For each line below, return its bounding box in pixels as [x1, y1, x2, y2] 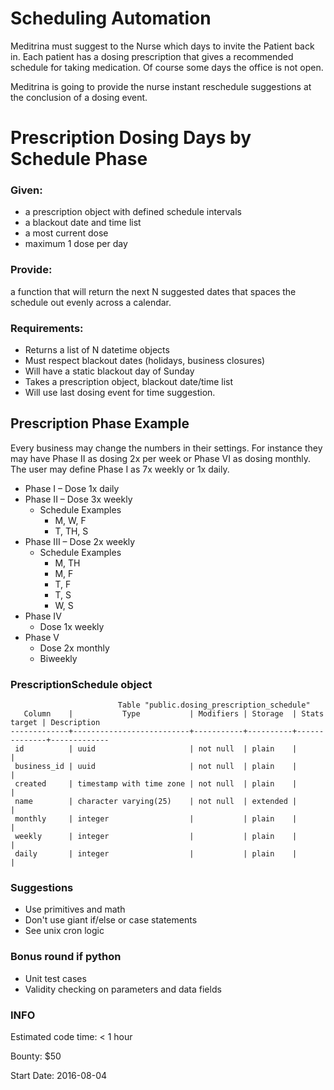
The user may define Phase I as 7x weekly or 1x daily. [10, 463, 230, 475]
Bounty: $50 [10, 1050, 62, 1062]
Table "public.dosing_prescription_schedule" [117, 700, 311, 711]
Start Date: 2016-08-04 [10, 1070, 108, 1082]
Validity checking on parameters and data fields [24, 983, 222, 995]
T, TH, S [54, 525, 89, 537]
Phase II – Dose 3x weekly [24, 493, 133, 505]
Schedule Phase [10, 148, 148, 171]
